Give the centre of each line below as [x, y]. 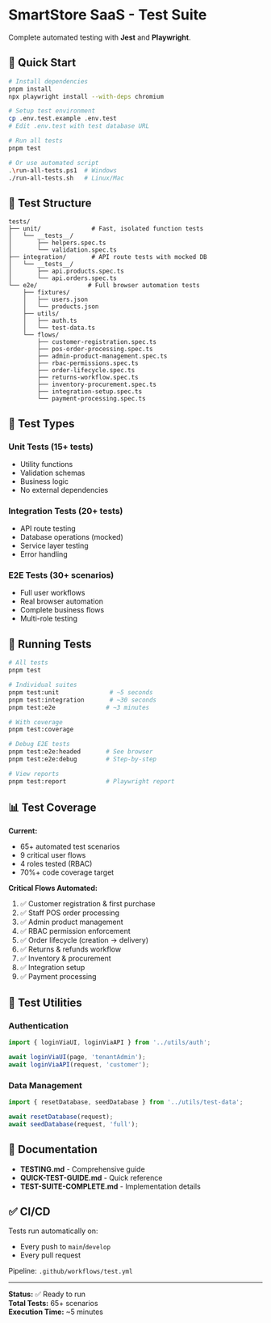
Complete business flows [62, 610]
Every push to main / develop [65, 1247]
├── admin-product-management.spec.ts [102, 356]
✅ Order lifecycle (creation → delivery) [84, 940]
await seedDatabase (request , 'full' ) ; [73, 1124]
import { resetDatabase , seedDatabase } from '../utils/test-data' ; [126, 1102]
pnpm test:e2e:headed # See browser [81, 752]
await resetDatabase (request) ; [61, 1117]
